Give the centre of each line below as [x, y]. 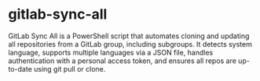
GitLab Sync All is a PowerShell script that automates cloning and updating [129, 36]
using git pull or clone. [70, 69]
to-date [20, 69]
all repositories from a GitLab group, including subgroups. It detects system [130, 44]
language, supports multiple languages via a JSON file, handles [111, 52]
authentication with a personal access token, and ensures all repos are [123, 61]
